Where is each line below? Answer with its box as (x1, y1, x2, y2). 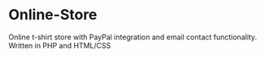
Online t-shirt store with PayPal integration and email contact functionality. (8, 32, 258, 42)
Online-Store (8, 6, 98, 24)
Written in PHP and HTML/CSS (8, 40, 111, 50)
